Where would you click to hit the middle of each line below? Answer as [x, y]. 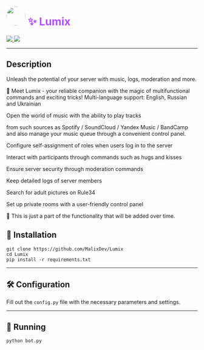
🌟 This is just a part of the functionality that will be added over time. [91, 216]
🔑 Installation [32, 235]
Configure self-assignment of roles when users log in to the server [90, 145]
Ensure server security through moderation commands [75, 169]
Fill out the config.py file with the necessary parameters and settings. [93, 302]
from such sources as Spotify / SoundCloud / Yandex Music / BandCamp [97, 127]
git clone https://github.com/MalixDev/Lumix [65, 249]
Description [29, 65]
